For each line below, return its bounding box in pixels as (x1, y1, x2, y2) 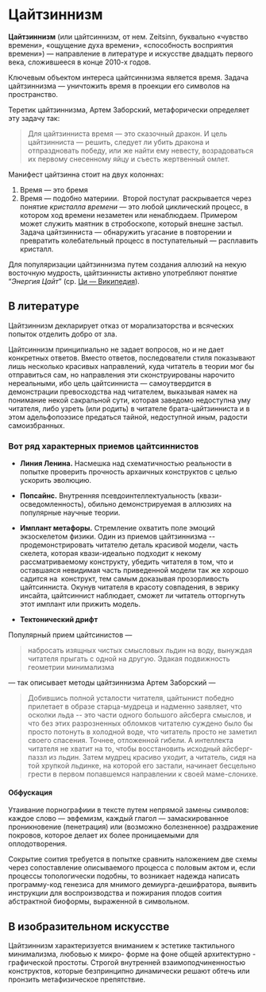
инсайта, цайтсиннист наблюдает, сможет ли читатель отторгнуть (19, 591, 245, 601)
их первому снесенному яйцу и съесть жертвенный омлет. (27, 154, 230, 164)
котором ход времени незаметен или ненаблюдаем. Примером (19, 210, 238, 220)
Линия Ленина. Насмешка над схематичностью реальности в (19, 459, 233, 469)
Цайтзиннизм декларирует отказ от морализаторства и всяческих (8, 321, 234, 330)
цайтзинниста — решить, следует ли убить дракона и (27, 137, 210, 146)
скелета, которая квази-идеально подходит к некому (19, 549, 202, 558)
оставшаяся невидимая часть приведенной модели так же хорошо (19, 566, 249, 575)
